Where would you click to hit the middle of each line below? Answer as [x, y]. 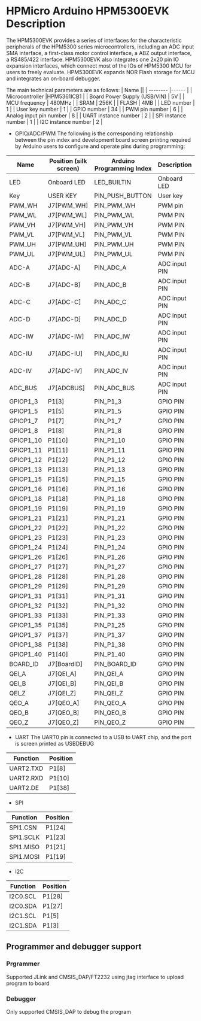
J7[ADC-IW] [66, 336]
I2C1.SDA [23, 925]
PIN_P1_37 [110, 634]
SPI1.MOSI [25, 856]
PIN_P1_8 [108, 430]
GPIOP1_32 [26, 606]
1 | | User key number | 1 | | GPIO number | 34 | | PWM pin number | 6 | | [95, 109]
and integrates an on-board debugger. [53, 78]
